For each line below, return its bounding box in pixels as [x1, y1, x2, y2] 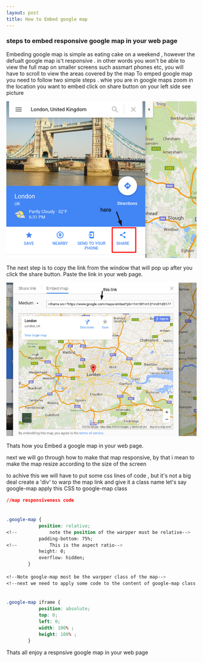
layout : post [6, 10, 39, 16]
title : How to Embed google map [6, 16, 88, 22]
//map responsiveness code [6, 498, 74, 504]
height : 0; [38, 548, 66, 554]
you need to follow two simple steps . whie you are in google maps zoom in [6, 76, 193, 83]
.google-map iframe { [6, 599, 61, 606]
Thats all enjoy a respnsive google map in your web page [6, 649, 149, 656]
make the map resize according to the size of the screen [6, 460, 147, 468]
